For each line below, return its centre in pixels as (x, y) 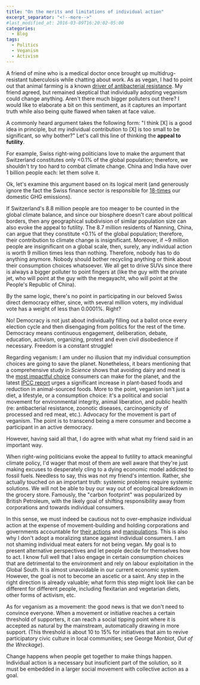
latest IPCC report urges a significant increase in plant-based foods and (95, 382)
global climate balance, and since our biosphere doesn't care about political (99, 214)
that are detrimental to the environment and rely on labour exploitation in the (100, 563)
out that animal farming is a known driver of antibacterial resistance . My (95, 86)
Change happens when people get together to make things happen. (90, 656)
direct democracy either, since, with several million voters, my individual (95, 302)
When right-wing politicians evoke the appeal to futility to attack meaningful (99, 456)
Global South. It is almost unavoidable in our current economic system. (93, 569)
